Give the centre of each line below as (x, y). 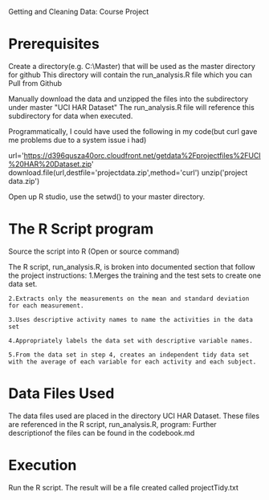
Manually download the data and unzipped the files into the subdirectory (128, 99)
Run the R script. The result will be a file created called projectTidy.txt (124, 487)
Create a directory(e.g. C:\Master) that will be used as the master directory (132, 66)
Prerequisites (54, 44)
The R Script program (81, 229)
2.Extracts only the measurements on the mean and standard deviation (129, 299)
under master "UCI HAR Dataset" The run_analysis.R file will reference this (131, 107)
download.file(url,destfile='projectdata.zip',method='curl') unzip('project (128, 173)
